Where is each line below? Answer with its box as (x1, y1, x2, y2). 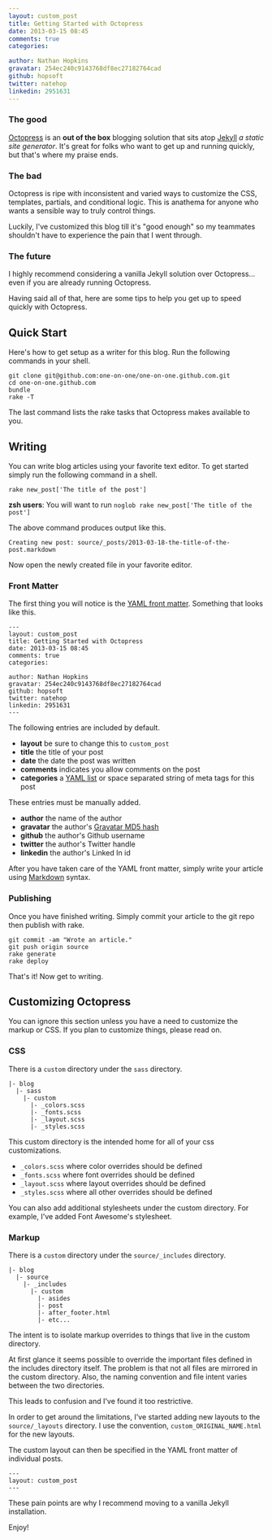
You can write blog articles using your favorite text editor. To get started (8, 462, 249, 471)
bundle (8, 386, 31, 395)
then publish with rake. (8, 920, 85, 930)
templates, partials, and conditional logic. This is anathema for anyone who (8, 197, 259, 208)
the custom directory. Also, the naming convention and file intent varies (8, 1372, 248, 1382)
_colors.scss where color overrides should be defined (19, 1161, 203, 1170)
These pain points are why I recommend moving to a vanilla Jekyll (8, 1498, 230, 1508)
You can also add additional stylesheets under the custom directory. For (8, 1202, 249, 1213)
